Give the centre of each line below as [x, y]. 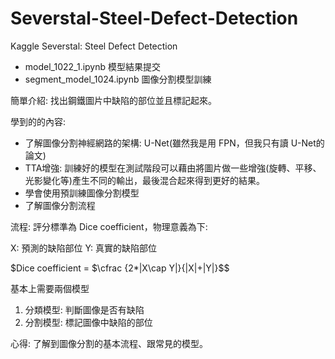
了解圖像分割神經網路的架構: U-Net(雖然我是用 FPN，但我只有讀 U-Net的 [174, 143]
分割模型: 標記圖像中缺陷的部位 [88, 322]
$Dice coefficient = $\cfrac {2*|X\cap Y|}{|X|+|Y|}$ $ [120, 268]
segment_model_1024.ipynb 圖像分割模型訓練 [118, 79]
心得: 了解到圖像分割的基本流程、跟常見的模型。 [109, 343]
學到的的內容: [38, 121]
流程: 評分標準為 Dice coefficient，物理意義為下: [109, 226]
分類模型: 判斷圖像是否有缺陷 [84, 309]
